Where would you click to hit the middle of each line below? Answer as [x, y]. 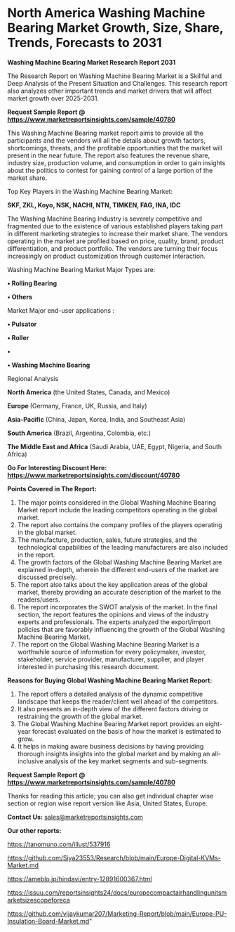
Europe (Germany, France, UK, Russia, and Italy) [77, 406]
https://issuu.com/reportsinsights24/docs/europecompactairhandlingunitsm [117, 892]
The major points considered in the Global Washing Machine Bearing [116, 502]
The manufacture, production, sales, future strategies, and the [107, 540]
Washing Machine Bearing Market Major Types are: [81, 269]
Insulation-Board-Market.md [48, 921]
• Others [20, 297]
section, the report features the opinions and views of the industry [113, 614]
